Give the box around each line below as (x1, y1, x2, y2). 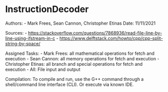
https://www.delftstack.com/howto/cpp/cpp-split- (59, 35, 163, 41)
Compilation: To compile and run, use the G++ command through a (5, 76, 144, 82)
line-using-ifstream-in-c (5, 35, 55, 41)
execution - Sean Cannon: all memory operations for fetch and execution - (5, 55, 159, 61)
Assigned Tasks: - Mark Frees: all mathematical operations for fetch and (5, 50, 155, 56)
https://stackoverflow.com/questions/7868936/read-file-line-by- (28, 30, 162, 36)
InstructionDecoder (5, 4, 89, 15)
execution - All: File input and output (5, 66, 80, 72)
